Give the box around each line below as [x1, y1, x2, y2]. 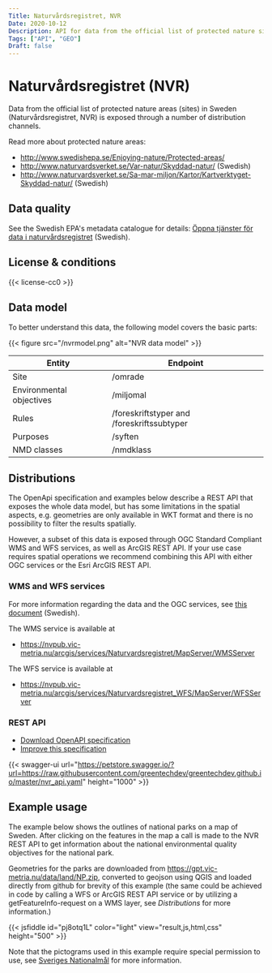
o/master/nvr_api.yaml [8, 777, 83, 786]
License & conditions [8, 256, 117, 269]
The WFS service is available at [8, 663, 113, 674]
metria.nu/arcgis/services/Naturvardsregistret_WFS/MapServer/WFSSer [19, 687, 261, 698]
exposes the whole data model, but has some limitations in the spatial [8, 502, 240, 511]
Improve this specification [19, 743, 107, 753]
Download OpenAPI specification [19, 735, 131, 745]
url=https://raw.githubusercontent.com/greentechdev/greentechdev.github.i [8, 768, 261, 777]
